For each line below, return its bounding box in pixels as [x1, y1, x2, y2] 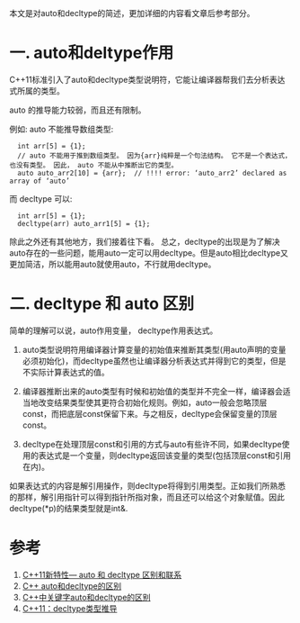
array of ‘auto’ [9, 176, 70, 185]
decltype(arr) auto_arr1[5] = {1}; [17, 219, 151, 228]
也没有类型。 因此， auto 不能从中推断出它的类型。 [9, 160, 178, 169]
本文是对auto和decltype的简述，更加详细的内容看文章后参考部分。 [9, 8, 255, 18]
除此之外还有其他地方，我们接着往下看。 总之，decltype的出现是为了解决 [9, 236, 280, 247]
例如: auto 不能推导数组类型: [9, 123, 114, 134]
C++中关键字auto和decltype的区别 [22, 591, 151, 602]
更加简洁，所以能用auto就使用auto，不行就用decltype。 [9, 258, 216, 269]
